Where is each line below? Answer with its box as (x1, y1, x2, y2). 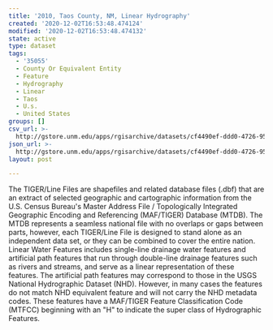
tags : (8, 49, 27, 58)
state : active (8, 34, 57, 43)
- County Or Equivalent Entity (15, 65, 122, 73)
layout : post (8, 155, 53, 163)
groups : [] (8, 118, 45, 126)
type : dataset (8, 42, 57, 50)
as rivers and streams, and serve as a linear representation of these (8, 262, 235, 272)
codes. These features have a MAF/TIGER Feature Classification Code (8, 297, 244, 306)
